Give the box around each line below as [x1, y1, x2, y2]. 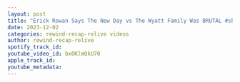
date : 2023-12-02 [7, 24, 59, 31]
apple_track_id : [7, 57, 56, 64]
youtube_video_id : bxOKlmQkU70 [7, 51, 101, 58]
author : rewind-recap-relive [7, 37, 94, 44]
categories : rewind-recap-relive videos [7, 30, 130, 38]
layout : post [7, 10, 46, 18]
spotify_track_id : [7, 43, 62, 51]
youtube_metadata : [7, 63, 62, 71]
